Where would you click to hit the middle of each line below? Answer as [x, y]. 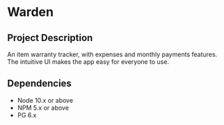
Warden [31, 12]
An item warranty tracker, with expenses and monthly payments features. [112, 54]
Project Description [50, 38]
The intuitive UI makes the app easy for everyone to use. [88, 62]
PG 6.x [27, 115]
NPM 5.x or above [43, 108]
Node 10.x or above [45, 100]
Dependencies [39, 84]
